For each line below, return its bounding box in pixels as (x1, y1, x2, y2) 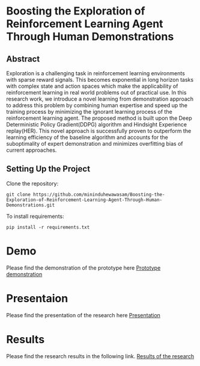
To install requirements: (6, 212, 64, 220)
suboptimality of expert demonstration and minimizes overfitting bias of (6, 140, 183, 147)
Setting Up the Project (6, 164, 91, 174)
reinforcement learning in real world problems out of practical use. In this (6, 89, 187, 96)
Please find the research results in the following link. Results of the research (6, 352, 195, 359)
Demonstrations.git (6, 202, 55, 208)
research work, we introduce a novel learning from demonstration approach (6, 95, 194, 102)
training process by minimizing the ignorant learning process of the (6, 108, 172, 115)
